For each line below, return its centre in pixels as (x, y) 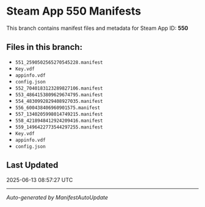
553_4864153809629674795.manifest (59, 95)
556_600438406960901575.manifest (58, 108)
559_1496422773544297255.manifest (59, 127)
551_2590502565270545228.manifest (59, 62)
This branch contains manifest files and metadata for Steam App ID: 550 (97, 28)
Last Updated (32, 165)
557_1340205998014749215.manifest (59, 114)
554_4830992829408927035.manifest (59, 101)
